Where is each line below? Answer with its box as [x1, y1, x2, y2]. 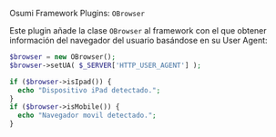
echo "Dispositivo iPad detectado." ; [17, 85, 161, 94]
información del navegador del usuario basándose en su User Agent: [9, 35, 268, 45]
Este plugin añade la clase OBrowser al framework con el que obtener [9, 25, 267, 35]
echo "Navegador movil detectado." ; [17, 111, 157, 121]
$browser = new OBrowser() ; [9, 53, 117, 62]
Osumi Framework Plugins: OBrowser [9, 8, 146, 18]
